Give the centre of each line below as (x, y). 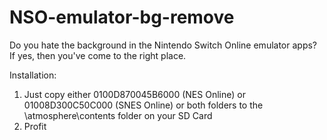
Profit (35, 126)
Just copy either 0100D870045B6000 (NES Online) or (134, 94)
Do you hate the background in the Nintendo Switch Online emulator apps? (163, 45)
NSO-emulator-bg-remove (122, 17)
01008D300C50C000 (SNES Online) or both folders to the (143, 105)
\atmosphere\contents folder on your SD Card (118, 115)
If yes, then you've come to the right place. (98, 55)
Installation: (33, 75)
